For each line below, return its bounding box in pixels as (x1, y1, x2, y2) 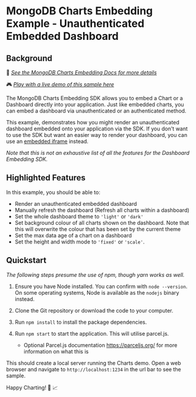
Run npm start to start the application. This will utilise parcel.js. (14, 330, 169, 337)
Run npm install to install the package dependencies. (14, 318, 147, 326)
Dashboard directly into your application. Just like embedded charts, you (6, 101, 184, 108)
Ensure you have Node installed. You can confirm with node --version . (14, 283, 188, 290)
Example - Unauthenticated (6, 17, 144, 30)
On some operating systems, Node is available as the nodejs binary (14, 289, 179, 296)
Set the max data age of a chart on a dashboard (14, 232, 132, 239)
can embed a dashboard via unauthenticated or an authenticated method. (6, 107, 186, 114)
